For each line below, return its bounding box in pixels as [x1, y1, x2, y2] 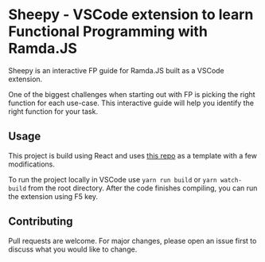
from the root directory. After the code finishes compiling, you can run [27, 183, 258, 193]
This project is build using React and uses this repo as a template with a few [8, 151, 257, 160]
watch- [220, 176, 243, 184]
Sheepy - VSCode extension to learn [8, 6, 254, 24]
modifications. [8, 159, 56, 169]
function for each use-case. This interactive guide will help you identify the [8, 98, 255, 108]
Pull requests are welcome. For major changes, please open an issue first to [8, 236, 257, 245]
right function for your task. [8, 106, 98, 116]
